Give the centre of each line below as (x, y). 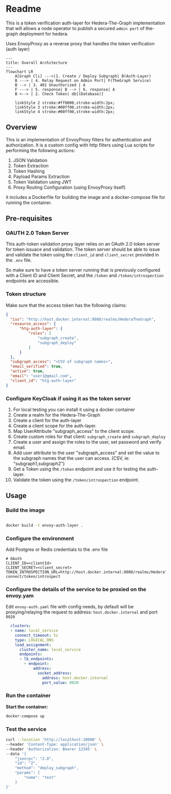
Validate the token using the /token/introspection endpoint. (76, 480)
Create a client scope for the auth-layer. (55, 426)
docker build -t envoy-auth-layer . (44, 525)
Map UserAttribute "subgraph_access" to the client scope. (74, 431)
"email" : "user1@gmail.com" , (41, 376)
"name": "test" (40, 778)
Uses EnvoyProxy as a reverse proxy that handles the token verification (80, 43)
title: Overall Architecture (37, 63)
